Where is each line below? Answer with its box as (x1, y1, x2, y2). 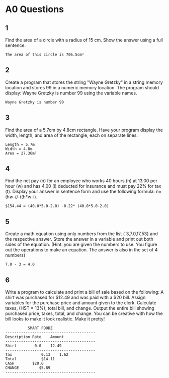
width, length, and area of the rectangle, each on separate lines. (5, 132, 138, 138)
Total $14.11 (5, 357, 55, 362)
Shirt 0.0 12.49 (5, 343, 62, 349)
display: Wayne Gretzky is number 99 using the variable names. (5, 90, 137, 96)
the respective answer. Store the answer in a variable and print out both (5, 236, 153, 242)
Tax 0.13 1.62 (5, 352, 69, 357)
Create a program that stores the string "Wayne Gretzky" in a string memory (5, 79, 163, 85)
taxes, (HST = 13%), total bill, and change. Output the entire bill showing (5, 305, 154, 311)
